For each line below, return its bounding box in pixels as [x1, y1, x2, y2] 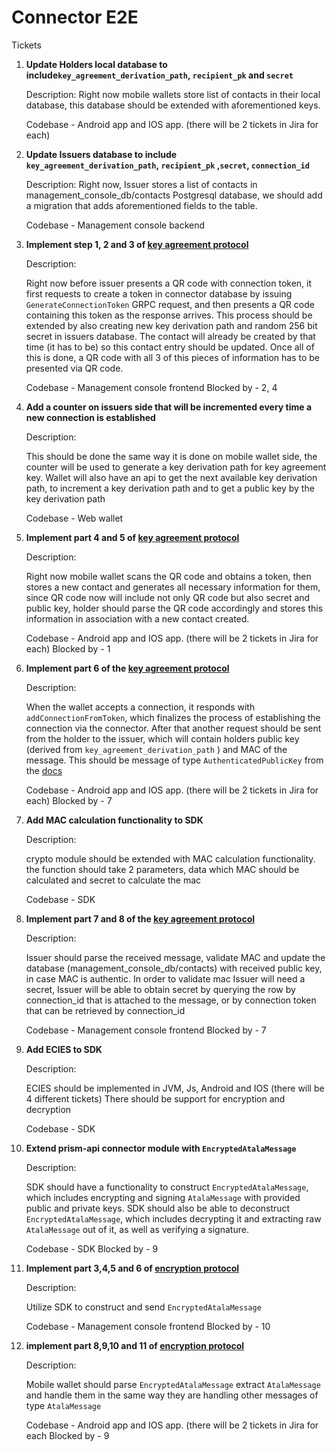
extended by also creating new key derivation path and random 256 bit [25, 319, 318, 331]
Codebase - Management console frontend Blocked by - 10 [25, 1320, 271, 1332]
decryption [25, 1103, 72, 1115]
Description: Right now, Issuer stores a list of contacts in [25, 178, 258, 190]
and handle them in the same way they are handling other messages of [25, 1389, 319, 1401]
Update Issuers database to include [25, 148, 178, 160]
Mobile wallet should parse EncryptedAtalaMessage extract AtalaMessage [25, 1378, 321, 1390]
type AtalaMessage [25, 1399, 102, 1411]
